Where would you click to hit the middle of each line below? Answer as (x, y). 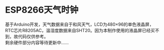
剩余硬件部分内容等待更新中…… (37, 42)
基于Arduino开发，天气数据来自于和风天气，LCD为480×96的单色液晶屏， (80, 24)
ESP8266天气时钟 (42, 10)
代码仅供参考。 (33, 36)
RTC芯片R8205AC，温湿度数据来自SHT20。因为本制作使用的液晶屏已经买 (80, 30)
